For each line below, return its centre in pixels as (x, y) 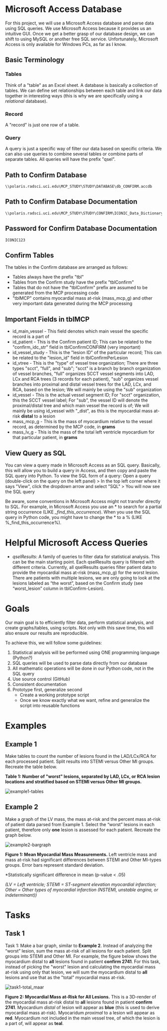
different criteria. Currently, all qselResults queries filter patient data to (84, 567)
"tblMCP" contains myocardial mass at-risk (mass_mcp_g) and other (82, 298)
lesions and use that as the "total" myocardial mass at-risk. (65, 977)
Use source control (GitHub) (41, 679)
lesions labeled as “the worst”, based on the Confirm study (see (78, 583)
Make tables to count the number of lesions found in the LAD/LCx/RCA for (81, 756)
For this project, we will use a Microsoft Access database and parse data (80, 23)
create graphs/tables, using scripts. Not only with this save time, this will (79, 627)
